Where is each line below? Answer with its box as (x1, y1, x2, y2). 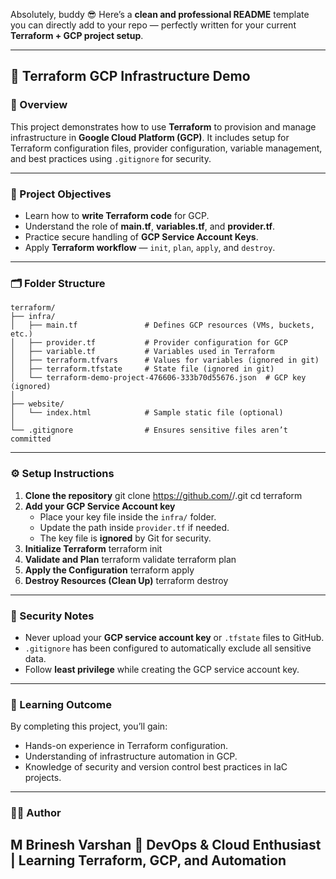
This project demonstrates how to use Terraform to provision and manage (10, 120, 317, 133)
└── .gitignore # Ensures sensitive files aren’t (10, 425, 288, 436)
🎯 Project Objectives (10, 187, 112, 201)
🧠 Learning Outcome (10, 697, 113, 711)
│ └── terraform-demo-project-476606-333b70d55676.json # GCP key (10, 373, 307, 383)
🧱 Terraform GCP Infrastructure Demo (10, 68, 251, 85)
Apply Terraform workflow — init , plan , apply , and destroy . (24, 241, 276, 253)
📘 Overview (10, 98, 68, 112)
